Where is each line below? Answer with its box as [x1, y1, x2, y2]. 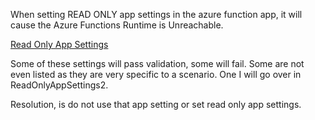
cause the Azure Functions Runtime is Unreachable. [10, 19, 224, 31]
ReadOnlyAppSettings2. [10, 79, 109, 91]
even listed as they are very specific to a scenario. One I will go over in [10, 69, 302, 80]
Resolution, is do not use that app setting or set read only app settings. [10, 99, 302, 110]
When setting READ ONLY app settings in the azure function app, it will [10, 9, 303, 20]
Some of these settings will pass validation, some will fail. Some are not [10, 58, 305, 69]
